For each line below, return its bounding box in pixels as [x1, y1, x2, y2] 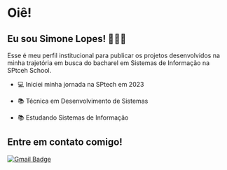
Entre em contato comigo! [7, 136, 123, 148]
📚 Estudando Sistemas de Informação [17, 113, 129, 122]
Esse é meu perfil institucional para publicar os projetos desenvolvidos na [7, 51, 221, 59]
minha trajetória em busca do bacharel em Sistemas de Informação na [7, 59, 210, 67]
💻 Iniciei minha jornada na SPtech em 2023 [17, 80, 144, 88]
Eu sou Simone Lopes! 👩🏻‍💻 [7, 33, 127, 45]
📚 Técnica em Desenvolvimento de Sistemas [17, 97, 149, 105]
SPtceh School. [7, 66, 52, 74]
